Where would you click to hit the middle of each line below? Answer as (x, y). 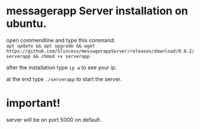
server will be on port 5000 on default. (54, 119)
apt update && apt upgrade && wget (51, 46)
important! (33, 103)
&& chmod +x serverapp (61, 56)
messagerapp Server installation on (97, 11)
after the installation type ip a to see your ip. (62, 67)
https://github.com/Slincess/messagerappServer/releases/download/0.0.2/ (101, 51)
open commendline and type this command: (61, 40)
